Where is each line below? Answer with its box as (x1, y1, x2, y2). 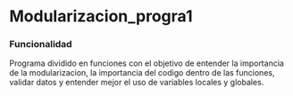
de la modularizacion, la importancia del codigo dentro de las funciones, (9, 68, 275, 78)
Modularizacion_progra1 (9, 6, 194, 27)
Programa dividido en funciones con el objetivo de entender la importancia (9, 58, 284, 68)
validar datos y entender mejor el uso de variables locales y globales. (9, 77, 264, 88)
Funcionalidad (9, 38, 73, 51)
